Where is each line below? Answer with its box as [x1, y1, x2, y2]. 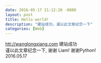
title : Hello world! [5, 17, 49, 22]
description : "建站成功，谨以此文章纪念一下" [5, 21, 93, 27]
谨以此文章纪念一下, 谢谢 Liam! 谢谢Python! [5, 47, 96, 53]
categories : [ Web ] [5, 26, 44, 31]
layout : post [5, 12, 33, 17]
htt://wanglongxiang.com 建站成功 [5, 41, 78, 47]
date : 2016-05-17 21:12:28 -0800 [5, 7, 77, 13]
